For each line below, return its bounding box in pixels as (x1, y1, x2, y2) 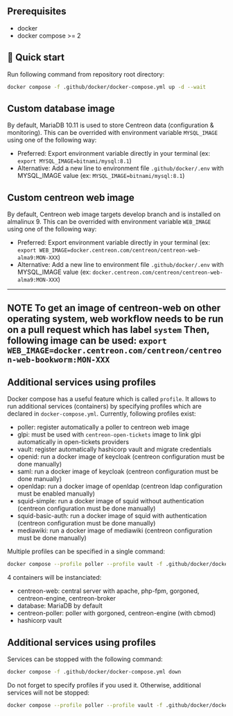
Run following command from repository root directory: (7, 70, 165, 79)
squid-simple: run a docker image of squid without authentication (17, 497, 205, 505)
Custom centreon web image (7, 191, 135, 204)
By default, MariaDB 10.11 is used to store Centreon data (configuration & (7, 121, 214, 129)
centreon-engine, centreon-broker (17, 594, 116, 603)
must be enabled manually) (17, 489, 96, 498)
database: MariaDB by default (17, 601, 103, 610)
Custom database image (7, 102, 115, 114)
